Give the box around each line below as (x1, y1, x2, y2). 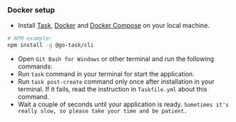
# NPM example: (7, 35, 53, 42)
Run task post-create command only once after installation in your (17, 77, 215, 86)
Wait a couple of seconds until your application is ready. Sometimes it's (17, 100, 230, 108)
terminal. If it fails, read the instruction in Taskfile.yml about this (17, 85, 207, 93)
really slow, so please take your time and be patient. (17, 108, 188, 115)
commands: (17, 62, 53, 71)
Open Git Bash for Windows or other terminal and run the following (17, 55, 215, 63)
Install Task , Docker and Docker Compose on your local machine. (17, 21, 210, 30)
